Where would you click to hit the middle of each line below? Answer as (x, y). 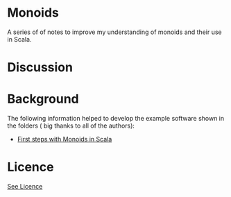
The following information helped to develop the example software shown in (116, 119)
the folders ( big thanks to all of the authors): (71, 126)
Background (43, 99)
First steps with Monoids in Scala (65, 139)
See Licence (25, 186)
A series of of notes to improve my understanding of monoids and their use (114, 32)
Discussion (40, 68)
